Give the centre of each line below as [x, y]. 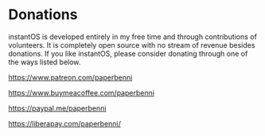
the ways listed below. [45, 62]
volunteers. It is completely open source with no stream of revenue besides [132, 45]
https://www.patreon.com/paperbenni [70, 77]
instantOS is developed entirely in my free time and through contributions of [132, 37]
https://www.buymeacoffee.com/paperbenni [82, 92]
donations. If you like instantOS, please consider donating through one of [128, 53]
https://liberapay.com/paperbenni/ [65, 123]
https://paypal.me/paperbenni [57, 108]
